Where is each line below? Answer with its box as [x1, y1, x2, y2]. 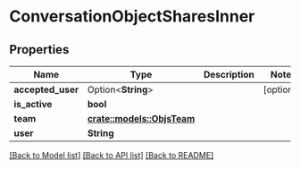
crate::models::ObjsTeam [87, 113, 196, 124]
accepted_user [13, 83, 79, 96]
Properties [9, 42, 70, 57]
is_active [13, 98, 53, 110]
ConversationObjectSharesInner [9, 6, 255, 27]
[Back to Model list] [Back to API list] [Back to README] [9, 150, 214, 160]
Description [204, 69, 254, 80]
